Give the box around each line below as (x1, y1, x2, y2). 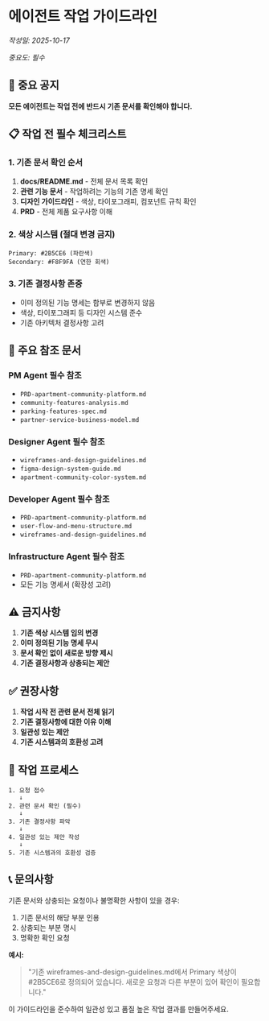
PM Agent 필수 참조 (8, 370, 82, 381)
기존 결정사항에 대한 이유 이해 (19, 717, 112, 727)
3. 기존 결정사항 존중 (8, 278, 83, 289)
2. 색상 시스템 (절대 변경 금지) (8, 229, 116, 240)
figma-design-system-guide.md (19, 465, 122, 473)
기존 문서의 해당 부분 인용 (19, 912, 100, 922)
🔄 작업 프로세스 (8, 763, 79, 777)
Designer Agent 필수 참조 (8, 436, 106, 447)
